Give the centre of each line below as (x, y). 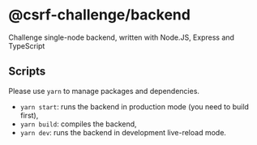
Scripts (27, 72)
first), (29, 115)
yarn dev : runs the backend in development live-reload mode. (123, 132)
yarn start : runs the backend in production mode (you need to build (135, 106)
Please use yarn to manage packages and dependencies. (104, 91)
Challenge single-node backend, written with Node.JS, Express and (122, 37)
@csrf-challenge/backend (99, 15)
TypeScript (27, 45)
